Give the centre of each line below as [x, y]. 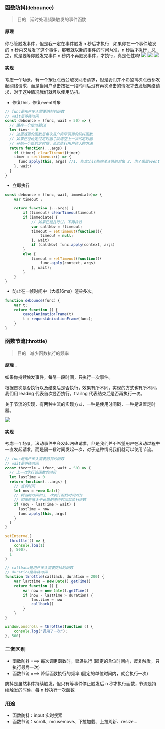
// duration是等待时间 [27, 573]
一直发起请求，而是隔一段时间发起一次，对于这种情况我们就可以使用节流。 [80, 449]
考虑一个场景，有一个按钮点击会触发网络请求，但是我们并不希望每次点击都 [80, 79]
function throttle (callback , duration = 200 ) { [55, 577]
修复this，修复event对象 [37, 102]
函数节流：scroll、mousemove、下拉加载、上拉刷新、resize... [75, 722]
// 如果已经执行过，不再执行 [57, 222]
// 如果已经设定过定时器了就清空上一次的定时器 [51, 139]
